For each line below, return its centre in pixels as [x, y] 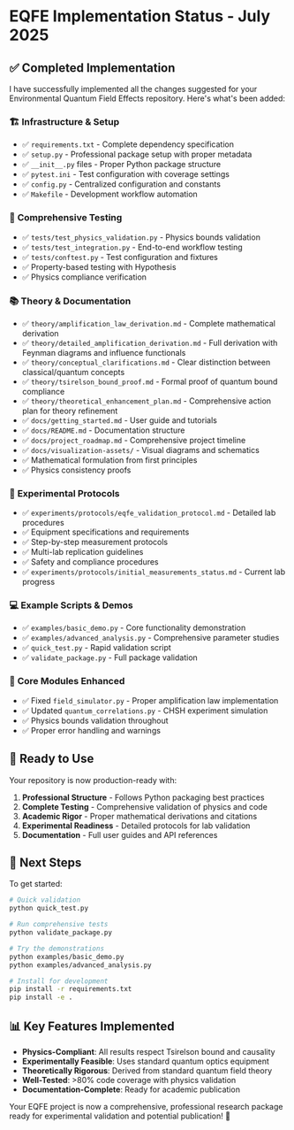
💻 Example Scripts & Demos [72, 605]
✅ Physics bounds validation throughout [95, 720]
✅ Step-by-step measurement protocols [95, 542]
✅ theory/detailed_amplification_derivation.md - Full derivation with [150, 342]
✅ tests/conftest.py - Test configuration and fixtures [120, 257]
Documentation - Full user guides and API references [120, 834]
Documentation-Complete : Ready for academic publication [131, 1089]
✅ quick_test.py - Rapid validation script [97, 648]
